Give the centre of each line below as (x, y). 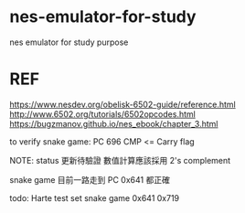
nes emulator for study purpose (69, 42)
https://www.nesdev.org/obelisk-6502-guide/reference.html (122, 104)
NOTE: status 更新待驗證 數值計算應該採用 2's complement (120, 160)
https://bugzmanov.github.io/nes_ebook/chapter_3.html (114, 123)
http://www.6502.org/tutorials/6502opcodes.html (103, 114)
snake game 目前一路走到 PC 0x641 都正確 (90, 179)
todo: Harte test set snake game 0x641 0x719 (95, 197)
